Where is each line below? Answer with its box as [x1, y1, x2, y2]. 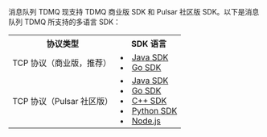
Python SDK [131, 106, 178, 116]
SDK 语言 [131, 39, 167, 49]
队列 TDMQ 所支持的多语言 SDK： [8, 17, 121, 27]
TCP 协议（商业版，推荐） [12, 57, 112, 68]
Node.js [131, 115, 161, 127]
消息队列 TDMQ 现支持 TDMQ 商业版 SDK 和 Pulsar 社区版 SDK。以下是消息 [8, 7, 260, 16]
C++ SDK [131, 95, 167, 106]
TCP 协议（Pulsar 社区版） [12, 96, 113, 106]
